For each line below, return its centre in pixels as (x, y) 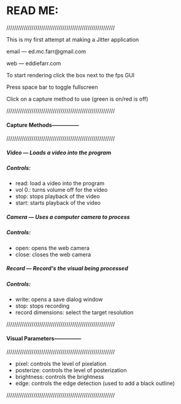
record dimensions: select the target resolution (74, 313)
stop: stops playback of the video (57, 196)
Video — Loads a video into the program (59, 152)
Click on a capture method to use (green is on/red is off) (77, 99)
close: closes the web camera (53, 254)
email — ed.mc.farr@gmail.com (46, 51)
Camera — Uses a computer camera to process (68, 217)
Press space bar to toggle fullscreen (52, 87)
